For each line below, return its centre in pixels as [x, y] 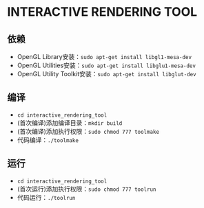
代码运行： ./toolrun [46, 197]
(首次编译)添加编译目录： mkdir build [70, 123]
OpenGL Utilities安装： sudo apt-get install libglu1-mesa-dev [106, 65]
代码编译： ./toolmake [48, 140]
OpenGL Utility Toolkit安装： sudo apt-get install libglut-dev [106, 74]
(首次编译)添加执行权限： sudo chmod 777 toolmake [88, 131]
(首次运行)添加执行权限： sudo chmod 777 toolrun [86, 189]
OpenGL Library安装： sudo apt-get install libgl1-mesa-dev [104, 57]
